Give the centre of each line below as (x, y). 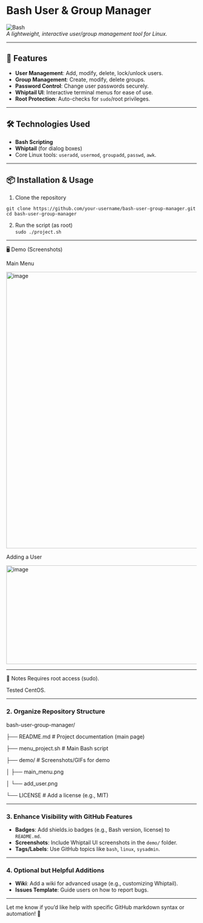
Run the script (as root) (44, 225)
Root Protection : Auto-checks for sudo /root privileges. (82, 99)
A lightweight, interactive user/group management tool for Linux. (87, 33)
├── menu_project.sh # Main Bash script (57, 748)
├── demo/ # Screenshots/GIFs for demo (58, 760)
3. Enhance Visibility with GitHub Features (69, 816)
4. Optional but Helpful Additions (55, 870)
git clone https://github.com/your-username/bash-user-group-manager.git (101, 209)
